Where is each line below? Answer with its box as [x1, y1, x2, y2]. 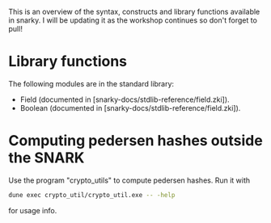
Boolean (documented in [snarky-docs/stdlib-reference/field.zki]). [19, 103, 241, 112]
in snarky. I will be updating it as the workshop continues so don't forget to [8, 15, 257, 25]
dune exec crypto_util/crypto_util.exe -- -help [8, 191, 176, 199]
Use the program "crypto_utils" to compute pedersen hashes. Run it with [8, 175, 251, 185]
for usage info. [8, 205, 57, 215]
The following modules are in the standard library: [8, 78, 175, 88]
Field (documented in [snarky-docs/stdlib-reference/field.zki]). [19, 95, 230, 104]
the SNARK [8, 149, 85, 167]
